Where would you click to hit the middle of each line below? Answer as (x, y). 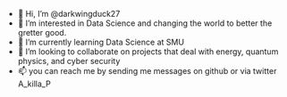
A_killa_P (34, 84)
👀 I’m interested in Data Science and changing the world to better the (145, 23)
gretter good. (42, 32)
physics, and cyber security (69, 61)
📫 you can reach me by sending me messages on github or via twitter (147, 71)
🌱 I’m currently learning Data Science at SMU (101, 42)
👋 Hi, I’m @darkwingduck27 (69, 14)
